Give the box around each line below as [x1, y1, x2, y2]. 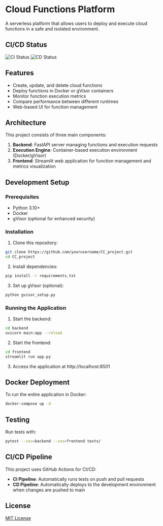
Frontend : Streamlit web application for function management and [12, 158, 151, 164]
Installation [5, 228, 34, 235]
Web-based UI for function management [12, 104, 97, 110]
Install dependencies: [12, 264, 58, 270]
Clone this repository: [12, 240, 58, 246]
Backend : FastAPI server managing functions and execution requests [12, 142, 158, 148]
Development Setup [5, 178, 70, 186]
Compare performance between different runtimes [12, 98, 119, 105]
